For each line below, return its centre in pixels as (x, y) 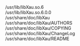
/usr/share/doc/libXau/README (37, 39)
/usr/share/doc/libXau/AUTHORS (39, 23)
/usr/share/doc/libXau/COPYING (38, 28)
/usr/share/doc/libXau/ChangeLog (40, 33)
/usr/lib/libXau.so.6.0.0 (28, 12)
